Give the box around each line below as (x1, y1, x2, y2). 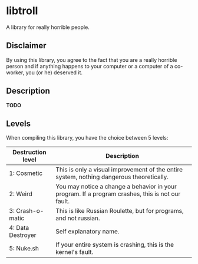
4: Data (9, 224, 29, 232)
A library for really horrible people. (6, 24, 90, 31)
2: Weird (9, 190, 32, 198)
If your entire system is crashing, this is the (55, 240, 174, 249)
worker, (6, 69, 25, 76)
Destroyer (9, 231, 37, 239)
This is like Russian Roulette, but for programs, (55, 207, 184, 215)
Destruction (12, 148, 47, 157)
